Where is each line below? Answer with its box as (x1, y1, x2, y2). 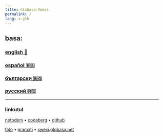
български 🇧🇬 (5, 75, 42, 82)
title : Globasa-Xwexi (5, 7, 49, 12)
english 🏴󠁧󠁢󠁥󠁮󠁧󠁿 (5, 49, 28, 55)
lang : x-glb (5, 16, 29, 21)
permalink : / (5, 12, 32, 17)
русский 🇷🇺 (5, 88, 37, 95)
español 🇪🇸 (5, 62, 35, 68)
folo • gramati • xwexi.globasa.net (5, 127, 74, 133)
